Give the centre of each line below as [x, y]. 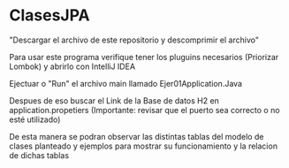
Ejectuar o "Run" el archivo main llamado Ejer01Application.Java [126, 83]
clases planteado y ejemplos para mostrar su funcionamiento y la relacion [144, 146]
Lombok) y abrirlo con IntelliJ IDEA [72, 66]
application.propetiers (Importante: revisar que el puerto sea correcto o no [144, 110]
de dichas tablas [39, 155]
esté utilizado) [35, 119]
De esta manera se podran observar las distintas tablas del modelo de [137, 136]
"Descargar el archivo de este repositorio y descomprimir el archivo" [134, 40]
